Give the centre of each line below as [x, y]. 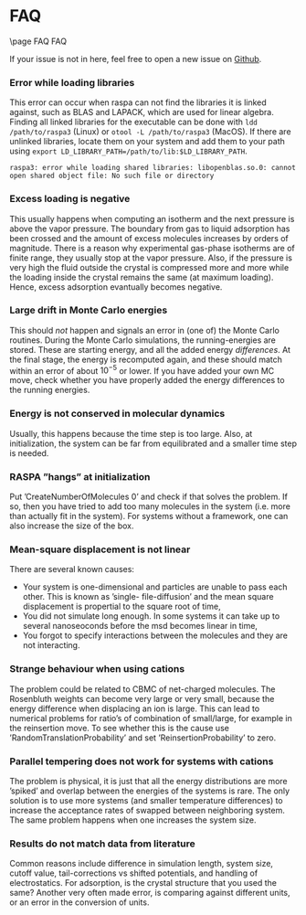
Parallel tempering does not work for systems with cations [142, 761]
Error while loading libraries [72, 82]
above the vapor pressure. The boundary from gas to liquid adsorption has [150, 229]
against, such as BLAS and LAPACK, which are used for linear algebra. [142, 112]
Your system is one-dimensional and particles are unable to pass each [155, 587]
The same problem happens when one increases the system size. [133, 820]
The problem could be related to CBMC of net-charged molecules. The [142, 689]
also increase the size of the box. [72, 526]
